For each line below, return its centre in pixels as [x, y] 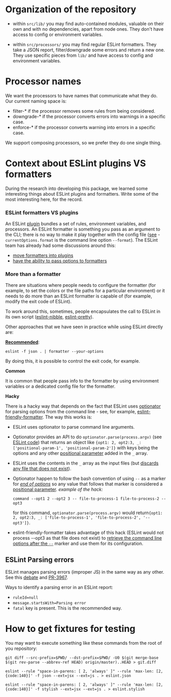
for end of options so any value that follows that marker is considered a [88, 484]
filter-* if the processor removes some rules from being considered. [84, 111]
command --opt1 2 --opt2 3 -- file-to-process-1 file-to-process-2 [86, 499]
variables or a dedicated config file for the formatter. [60, 386]
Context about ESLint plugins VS [76, 164]
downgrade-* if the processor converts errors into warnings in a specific [89, 116]
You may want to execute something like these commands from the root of [84, 643]
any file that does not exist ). [42, 469]
